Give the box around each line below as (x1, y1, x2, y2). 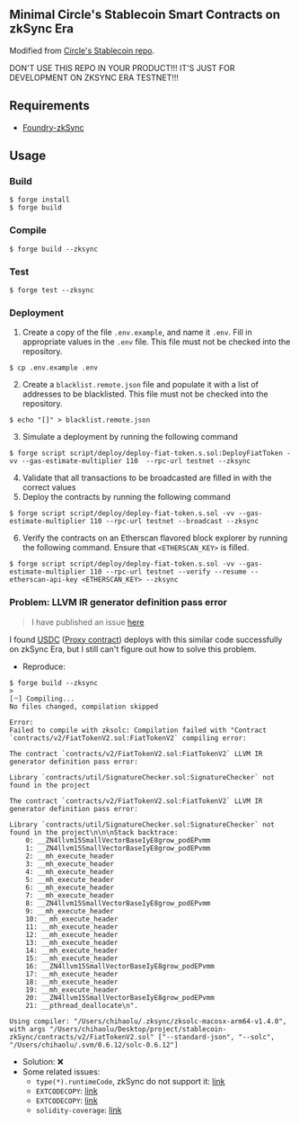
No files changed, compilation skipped (9, 701, 159, 711)
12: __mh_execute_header (25, 930, 119, 939)
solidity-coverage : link (35, 1104, 123, 1115)
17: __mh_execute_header (25, 969, 119, 978)
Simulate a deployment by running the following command (22, 432, 238, 442)
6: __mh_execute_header (25, 883, 115, 892)
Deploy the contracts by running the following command (22, 492, 231, 503)
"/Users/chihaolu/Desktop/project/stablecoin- (48, 1024, 227, 1033)
